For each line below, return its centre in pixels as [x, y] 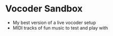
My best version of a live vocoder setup [54, 22]
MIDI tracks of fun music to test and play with [60, 27]
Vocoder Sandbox [44, 9]
